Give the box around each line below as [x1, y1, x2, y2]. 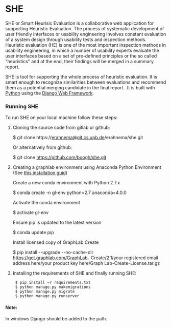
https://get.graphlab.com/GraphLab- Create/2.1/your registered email [12, 255, 158, 261]
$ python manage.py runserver [15, 294, 80, 299]
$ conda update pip [12, 229, 55, 236]
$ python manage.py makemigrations [15, 284, 91, 290]
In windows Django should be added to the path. [5, 316, 107, 322]
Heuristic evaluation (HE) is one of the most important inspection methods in [5, 42, 166, 48]
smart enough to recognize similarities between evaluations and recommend [5, 79, 166, 85]
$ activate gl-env [12, 209, 49, 216]
